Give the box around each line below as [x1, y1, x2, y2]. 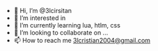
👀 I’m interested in [13, 14, 66, 22]
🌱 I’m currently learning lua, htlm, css [13, 21, 120, 29]
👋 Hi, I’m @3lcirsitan [13, 7, 72, 14]
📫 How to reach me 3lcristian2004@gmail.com [13, 37, 151, 44]
